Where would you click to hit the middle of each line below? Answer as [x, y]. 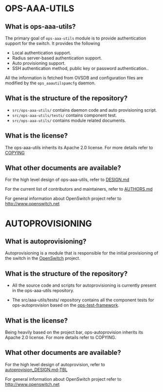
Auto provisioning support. [39, 63]
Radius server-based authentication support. [57, 58]
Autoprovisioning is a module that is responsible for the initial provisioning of [82, 253]
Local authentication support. [42, 53]
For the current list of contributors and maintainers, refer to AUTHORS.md [79, 189]
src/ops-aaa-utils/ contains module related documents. [69, 120]
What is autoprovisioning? [46, 242]
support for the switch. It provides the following [53, 43]
